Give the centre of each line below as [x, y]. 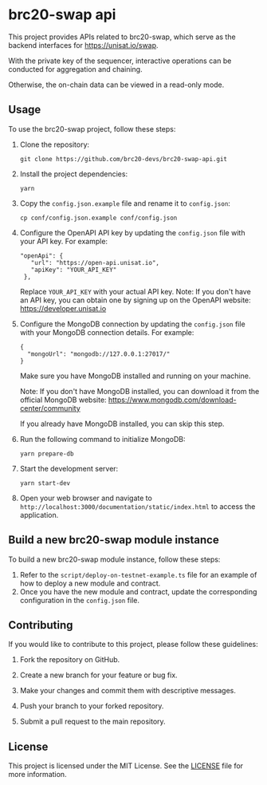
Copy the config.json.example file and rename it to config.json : [125, 203]
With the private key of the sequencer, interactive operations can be [120, 61]
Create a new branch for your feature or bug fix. [98, 675]
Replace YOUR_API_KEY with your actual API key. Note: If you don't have [135, 291]
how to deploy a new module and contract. [90, 583]
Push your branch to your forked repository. [92, 706]
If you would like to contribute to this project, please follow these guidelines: [133, 645]
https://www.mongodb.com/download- [172, 400]
